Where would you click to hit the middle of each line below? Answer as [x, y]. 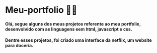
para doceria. [19, 46]
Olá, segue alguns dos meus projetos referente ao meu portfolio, [73, 24]
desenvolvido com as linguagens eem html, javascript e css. [69, 29]
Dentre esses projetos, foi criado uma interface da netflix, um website [78, 40]
